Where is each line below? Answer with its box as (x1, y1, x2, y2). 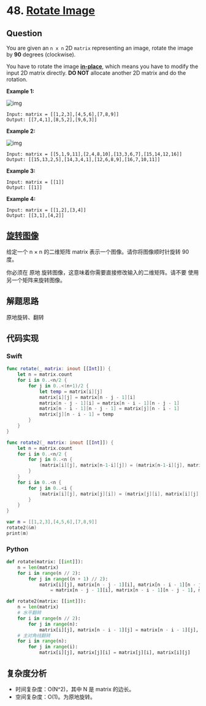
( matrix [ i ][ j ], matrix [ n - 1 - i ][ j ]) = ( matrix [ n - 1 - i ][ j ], (39, 462, 185, 469)
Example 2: (6, 127, 36, 135)
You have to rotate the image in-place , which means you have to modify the (6, 63, 199, 70)
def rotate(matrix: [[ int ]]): (6, 559, 84, 565)
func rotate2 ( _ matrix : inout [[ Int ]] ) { (6, 439, 114, 446)
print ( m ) (6, 530, 29, 536)
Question (6, 28, 42, 39)
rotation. (6, 76, 28, 83)
